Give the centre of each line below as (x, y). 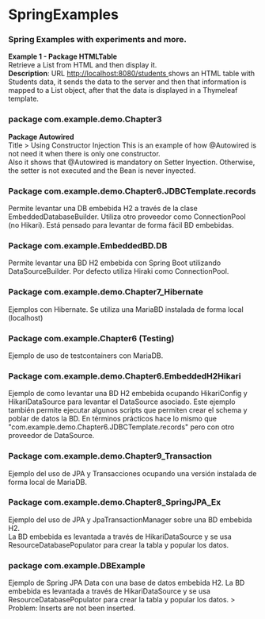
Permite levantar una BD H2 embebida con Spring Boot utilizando (115, 263)
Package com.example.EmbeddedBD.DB (88, 246)
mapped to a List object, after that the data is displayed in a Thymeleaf (123, 90)
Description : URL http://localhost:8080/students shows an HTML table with (132, 74)
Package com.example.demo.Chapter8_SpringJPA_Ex (115, 502)
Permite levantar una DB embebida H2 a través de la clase (103, 209)
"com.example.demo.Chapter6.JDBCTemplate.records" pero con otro (121, 427)
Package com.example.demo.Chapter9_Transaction (110, 456)
